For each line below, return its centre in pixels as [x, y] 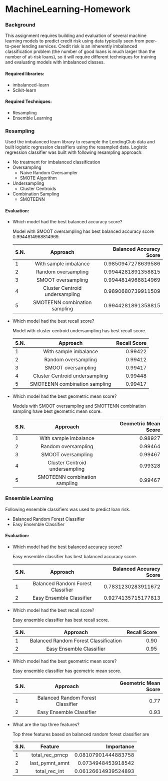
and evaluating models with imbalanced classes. [55, 62]
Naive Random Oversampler [49, 173]
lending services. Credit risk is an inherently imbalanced [79, 46]
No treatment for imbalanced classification [56, 162]
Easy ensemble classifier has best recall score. [60, 620]
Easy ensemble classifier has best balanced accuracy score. [75, 556]
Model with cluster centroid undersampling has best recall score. [79, 331]
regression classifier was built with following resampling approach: [74, 152]
